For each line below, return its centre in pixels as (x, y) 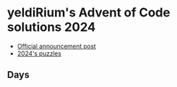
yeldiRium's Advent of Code (89, 13)
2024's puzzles (39, 53)
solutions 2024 (52, 27)
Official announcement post (56, 46)
